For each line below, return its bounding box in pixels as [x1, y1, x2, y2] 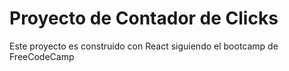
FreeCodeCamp [9, 50, 75, 62]
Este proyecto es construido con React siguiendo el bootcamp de [9, 40, 279, 52]
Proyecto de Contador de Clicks [9, 7, 279, 30]
